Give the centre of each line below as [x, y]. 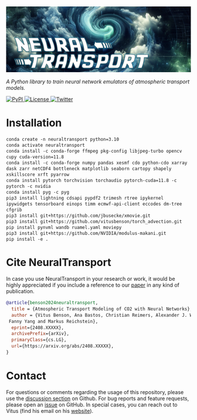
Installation [34, 123]
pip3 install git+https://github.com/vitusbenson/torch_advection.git [94, 222]
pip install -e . [27, 239]
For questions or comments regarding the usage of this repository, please [95, 392]
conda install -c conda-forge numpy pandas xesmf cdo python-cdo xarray [97, 163]
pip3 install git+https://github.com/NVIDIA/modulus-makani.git [86, 233]
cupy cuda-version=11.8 [35, 157]
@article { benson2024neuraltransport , [52, 303]
